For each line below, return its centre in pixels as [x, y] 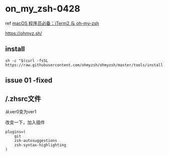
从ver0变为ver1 [21, 111]
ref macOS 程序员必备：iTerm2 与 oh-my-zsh [52, 23]
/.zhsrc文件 [23, 99]
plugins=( [16, 132]
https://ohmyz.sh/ [24, 33]
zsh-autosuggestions [36, 140]
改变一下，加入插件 [25, 122]
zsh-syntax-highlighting [40, 145]
